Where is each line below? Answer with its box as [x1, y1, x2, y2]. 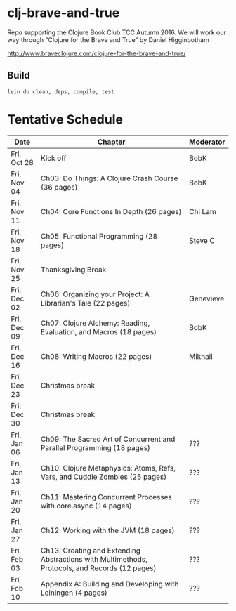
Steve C [189, 235, 216, 245]
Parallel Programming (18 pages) [40, 442, 151, 452]
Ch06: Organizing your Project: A [40, 289, 150, 299]
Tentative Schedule [7, 111, 123, 127]
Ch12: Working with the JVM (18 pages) [40, 525, 175, 535]
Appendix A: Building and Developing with [40, 579, 179, 589]
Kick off [40, 153, 67, 163]
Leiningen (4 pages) [40, 588, 107, 598]
